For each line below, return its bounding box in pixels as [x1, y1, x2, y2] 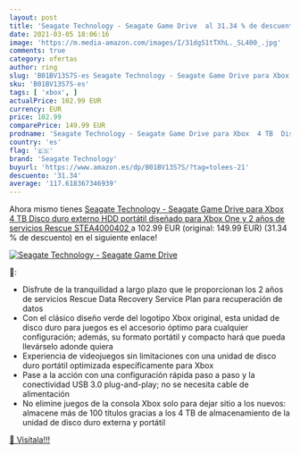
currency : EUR [9, 105, 62, 113]
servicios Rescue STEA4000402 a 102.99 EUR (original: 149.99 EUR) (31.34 [9, 223, 287, 233]
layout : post [9, 13, 58, 22]
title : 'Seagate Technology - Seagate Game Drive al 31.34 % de [9, 21, 257, 30]
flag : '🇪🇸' [9, 146, 54, 155]
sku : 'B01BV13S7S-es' [9, 80, 90, 88]
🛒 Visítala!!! [9, 434, 51, 445]
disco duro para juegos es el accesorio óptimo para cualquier [21, 323, 248, 333]
